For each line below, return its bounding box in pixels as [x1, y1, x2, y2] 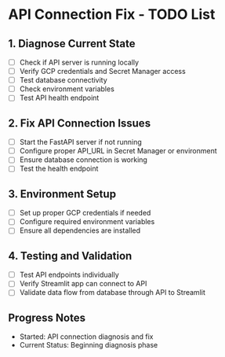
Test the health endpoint [19, 164, 99, 174]
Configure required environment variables [19, 217, 155, 226]
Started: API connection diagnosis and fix [19, 332, 154, 341]
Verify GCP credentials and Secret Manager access [19, 67, 186, 76]
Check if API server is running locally [19, 57, 140, 67]
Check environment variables [19, 84, 115, 94]
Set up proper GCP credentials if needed [19, 208, 151, 218]
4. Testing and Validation [8, 249, 132, 263]
